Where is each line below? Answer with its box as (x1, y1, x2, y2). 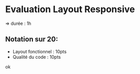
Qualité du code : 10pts (12, 54, 61, 60)
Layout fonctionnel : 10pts (12, 48, 67, 54)
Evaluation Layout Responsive (5, 4, 135, 15)
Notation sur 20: (5, 35, 58, 44)
